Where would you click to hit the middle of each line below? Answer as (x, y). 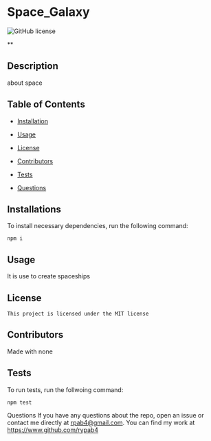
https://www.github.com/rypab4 (53, 430)
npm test (20, 402)
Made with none (30, 351)
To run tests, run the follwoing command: (65, 389)
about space (25, 83)
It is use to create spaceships (49, 276)
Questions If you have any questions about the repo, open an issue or (105, 415)
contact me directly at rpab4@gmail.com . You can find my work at (101, 422)
